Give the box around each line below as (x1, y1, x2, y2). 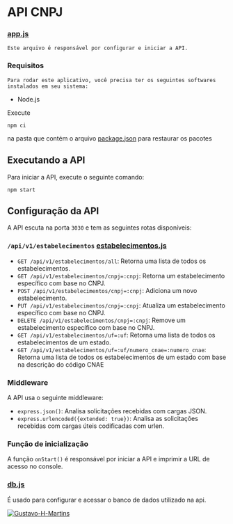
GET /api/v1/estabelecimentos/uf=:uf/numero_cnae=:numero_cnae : (17, 345, 207, 354)
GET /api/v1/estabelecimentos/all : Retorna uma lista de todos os (17, 257, 207, 265)
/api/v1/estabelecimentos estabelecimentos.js (7, 241, 167, 251)
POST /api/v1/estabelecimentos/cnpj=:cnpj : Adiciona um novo (17, 286, 198, 294)
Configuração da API (7, 205, 99, 216)
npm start (7, 186, 36, 193)
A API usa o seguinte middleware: (7, 394, 104, 402)
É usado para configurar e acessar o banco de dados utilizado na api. (7, 495, 207, 504)
